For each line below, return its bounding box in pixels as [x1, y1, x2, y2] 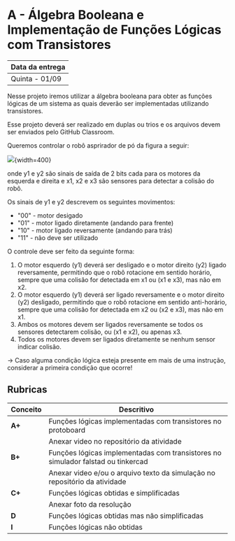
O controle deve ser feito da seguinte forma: [7, 247, 135, 255]
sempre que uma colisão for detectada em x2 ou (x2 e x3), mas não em [17, 305, 224, 314]
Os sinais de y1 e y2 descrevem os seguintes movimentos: [7, 197, 176, 206]
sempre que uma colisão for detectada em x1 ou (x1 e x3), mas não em [17, 275, 222, 283]
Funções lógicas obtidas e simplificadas [48, 488, 180, 498]
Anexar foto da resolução [48, 499, 131, 509]
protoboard [48, 425, 86, 435]
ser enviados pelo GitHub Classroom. [7, 127, 115, 136]
